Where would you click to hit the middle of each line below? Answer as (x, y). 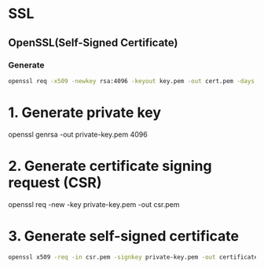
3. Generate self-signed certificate (124, 236)
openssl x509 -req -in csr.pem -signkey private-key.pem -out (112, 257)
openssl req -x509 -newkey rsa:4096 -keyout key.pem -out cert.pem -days (132, 81)
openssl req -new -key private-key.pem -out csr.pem (94, 204)
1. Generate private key (85, 113)
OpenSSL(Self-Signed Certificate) (93, 43)
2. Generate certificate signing (110, 166)
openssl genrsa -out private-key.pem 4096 (78, 134)
